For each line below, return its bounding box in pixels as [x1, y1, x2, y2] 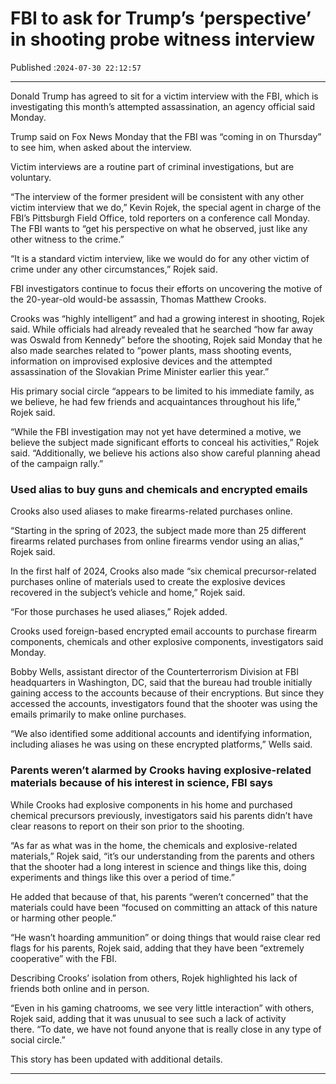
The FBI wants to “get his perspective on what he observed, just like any [10, 222, 308, 234]
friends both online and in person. [10, 982, 150, 994]
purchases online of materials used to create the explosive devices [10, 576, 286, 588]
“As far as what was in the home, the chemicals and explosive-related [10, 839, 298, 851]
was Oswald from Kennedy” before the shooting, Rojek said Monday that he [10, 333, 323, 346]
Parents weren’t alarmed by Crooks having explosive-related [10, 763, 312, 777]
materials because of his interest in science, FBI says [10, 776, 273, 790]
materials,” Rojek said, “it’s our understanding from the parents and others [10, 850, 315, 862]
